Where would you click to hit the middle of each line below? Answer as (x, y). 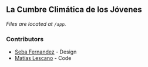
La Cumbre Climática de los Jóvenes (74, 10)
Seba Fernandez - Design (46, 52)
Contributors (25, 39)
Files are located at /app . (36, 24)
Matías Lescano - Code (43, 58)
